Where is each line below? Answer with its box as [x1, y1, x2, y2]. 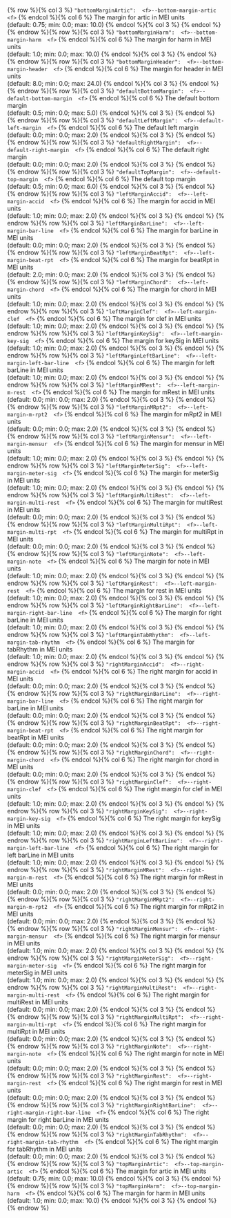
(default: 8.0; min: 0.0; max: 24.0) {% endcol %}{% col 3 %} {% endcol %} [7, 80, 219, 87]
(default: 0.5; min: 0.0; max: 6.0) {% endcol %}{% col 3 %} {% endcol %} [7, 183, 216, 190]
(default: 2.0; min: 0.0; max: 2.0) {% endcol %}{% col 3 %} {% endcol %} [7, 270, 216, 279]
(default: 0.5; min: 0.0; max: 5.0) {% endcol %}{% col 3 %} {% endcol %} [7, 109, 215, 117]
